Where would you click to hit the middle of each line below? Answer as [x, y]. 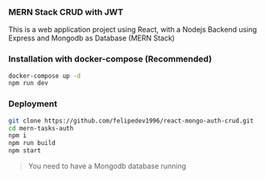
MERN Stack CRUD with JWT [66, 12]
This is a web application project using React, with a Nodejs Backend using [133, 30]
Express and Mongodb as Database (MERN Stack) [92, 38]
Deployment [33, 104]
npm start [25, 151]
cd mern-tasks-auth [41, 128]
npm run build [32, 144]
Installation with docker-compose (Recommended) [110, 59]
